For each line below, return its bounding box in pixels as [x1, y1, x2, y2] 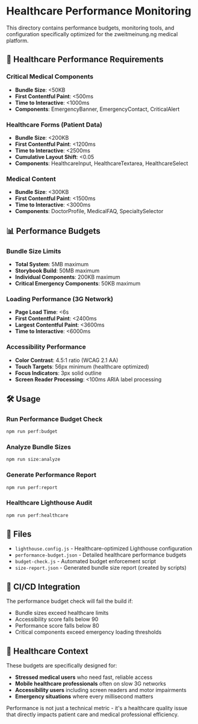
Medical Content [6, 175, 56, 183]
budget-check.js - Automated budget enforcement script [14, 558, 156, 565]
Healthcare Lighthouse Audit [6, 499, 93, 507]
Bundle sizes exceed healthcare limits [14, 610, 109, 617]
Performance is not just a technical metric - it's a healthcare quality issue [6, 705, 188, 712]
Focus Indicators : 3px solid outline [14, 369, 102, 376]
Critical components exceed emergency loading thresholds [14, 628, 162, 636]
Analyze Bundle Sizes [6, 443, 71, 451]
